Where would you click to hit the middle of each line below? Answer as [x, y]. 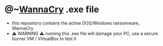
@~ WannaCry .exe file [52, 10]
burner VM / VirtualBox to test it [44, 39]
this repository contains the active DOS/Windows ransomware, [76, 23]
